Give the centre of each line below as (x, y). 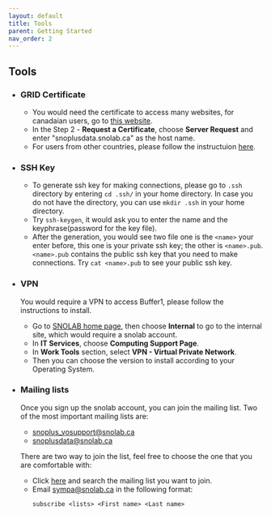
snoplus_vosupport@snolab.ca (83, 431)
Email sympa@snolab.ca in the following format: (112, 489)
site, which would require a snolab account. (105, 334)
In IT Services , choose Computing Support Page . (116, 343)
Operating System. (64, 369)
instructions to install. (56, 310)
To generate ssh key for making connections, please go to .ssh (137, 185)
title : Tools (30, 24)
